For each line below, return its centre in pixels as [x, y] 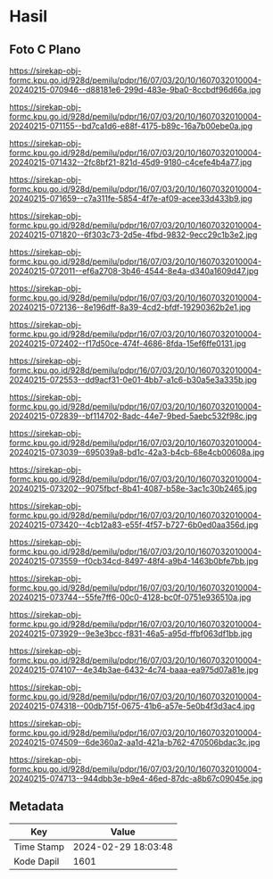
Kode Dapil [37, 861]
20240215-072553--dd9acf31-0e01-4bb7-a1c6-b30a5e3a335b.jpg [133, 380]
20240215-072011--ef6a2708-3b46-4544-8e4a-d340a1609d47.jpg [134, 271]
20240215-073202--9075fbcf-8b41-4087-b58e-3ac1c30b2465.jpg [133, 489]
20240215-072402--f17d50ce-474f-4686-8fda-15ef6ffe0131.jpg [128, 344]
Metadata [37, 806]
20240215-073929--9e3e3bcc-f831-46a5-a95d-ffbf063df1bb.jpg [131, 634]
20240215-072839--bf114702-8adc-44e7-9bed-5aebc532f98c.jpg [133, 416]
